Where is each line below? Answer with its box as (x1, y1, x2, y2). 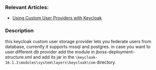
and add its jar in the (32, 54, 75, 60)
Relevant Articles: (5, 4, 49, 11)
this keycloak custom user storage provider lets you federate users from (5, 38, 152, 44)
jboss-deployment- (95, 48, 135, 55)
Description (5, 27, 34, 34)
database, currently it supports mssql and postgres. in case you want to (5, 44, 151, 49)
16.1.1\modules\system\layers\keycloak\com (5, 60, 96, 65)
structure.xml (5, 54, 32, 60)
